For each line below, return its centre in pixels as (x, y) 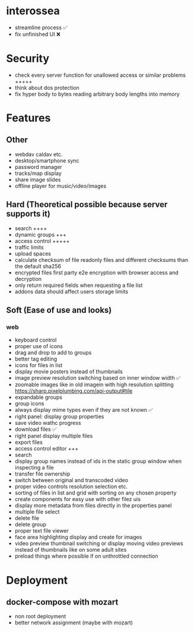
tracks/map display (38, 173)
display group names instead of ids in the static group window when (98, 461)
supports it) (28, 214)
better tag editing (36, 359)
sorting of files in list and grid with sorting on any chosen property (96, 493)
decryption (28, 279)
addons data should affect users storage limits (71, 291)
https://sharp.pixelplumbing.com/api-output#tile (74, 391)
